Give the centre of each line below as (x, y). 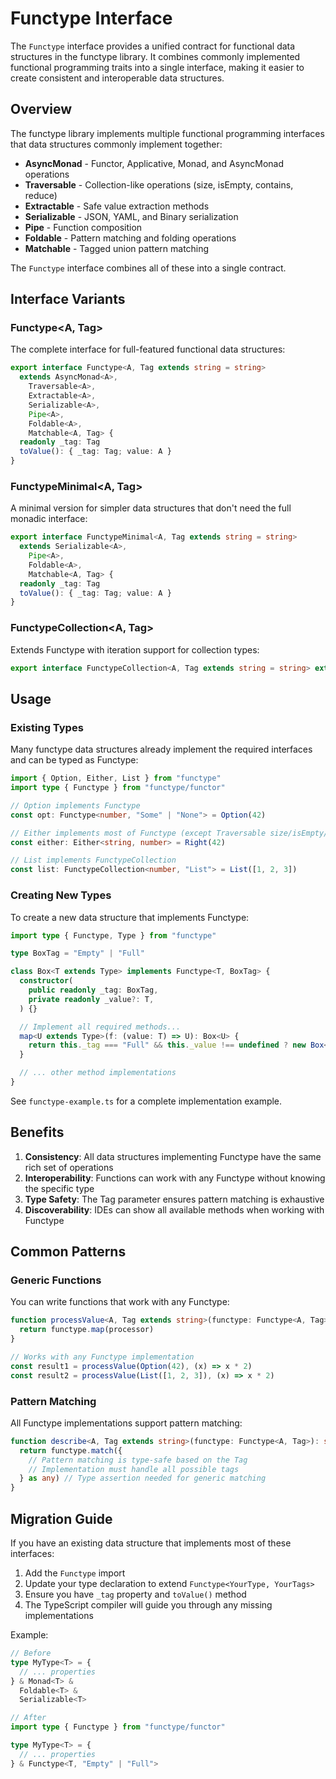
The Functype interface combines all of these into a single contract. (148, 268)
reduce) (41, 195)
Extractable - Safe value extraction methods (117, 206)
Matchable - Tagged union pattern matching (117, 248)
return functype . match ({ (71, 1450)
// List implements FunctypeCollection (93, 860)
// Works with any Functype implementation (102, 1357)
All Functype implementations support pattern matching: (126, 1423)
